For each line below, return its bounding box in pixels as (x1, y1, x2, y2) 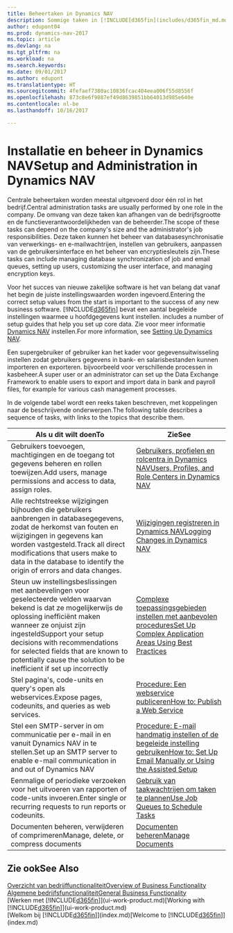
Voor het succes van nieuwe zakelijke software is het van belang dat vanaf (7, 283, 221, 291)
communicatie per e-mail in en (10, 729, 112, 739)
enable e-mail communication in (10, 755, 116, 765)
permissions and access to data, (10, 476, 116, 486)
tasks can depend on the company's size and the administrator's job (7, 225, 203, 233)
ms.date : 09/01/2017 (7, 68, 67, 75)
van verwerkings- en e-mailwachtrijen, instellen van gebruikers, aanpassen (7, 240, 223, 248)
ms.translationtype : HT (7, 81, 76, 88)
